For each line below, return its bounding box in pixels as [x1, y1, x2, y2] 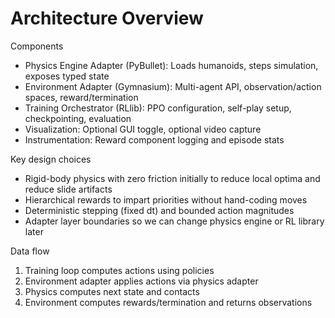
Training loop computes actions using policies [24, 264, 215, 276]
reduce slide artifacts [24, 183, 113, 195]
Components [10, 40, 64, 52]
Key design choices [10, 153, 92, 165]
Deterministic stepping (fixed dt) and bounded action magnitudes [24, 204, 295, 216]
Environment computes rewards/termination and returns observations [24, 296, 313, 308]
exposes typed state [24, 70, 110, 82]
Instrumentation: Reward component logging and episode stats [24, 133, 285, 146]
